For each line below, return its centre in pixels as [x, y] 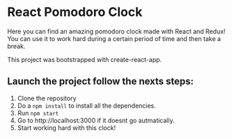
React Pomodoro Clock [75, 12]
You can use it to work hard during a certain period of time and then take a [114, 38]
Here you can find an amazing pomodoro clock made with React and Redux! [116, 31]
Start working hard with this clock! [67, 128]
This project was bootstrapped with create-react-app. [85, 59]
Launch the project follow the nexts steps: [100, 82]
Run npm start [38, 113]
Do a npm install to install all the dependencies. [87, 106]
